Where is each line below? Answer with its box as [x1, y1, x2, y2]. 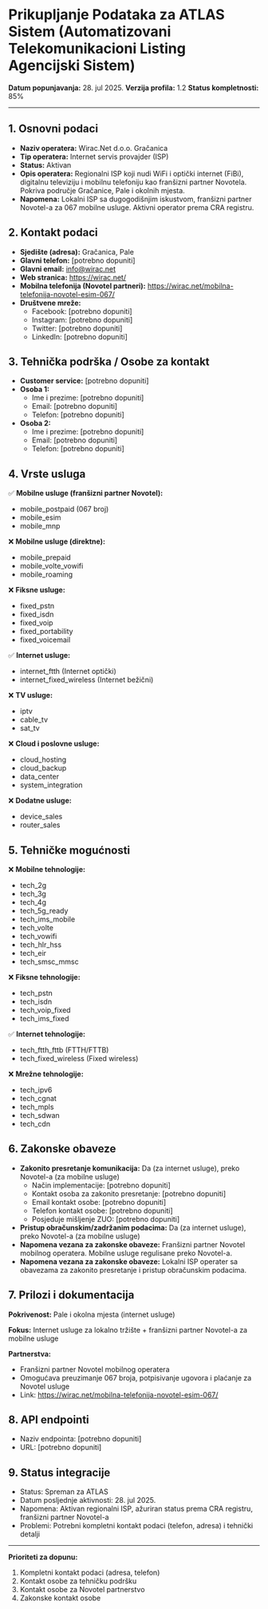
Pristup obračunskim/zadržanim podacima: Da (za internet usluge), [19, 1223, 246, 1232]
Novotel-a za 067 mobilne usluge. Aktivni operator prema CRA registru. [19, 202, 254, 212]
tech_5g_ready [19, 906, 69, 915]
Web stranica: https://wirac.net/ [19, 272, 126, 282]
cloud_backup [19, 763, 67, 773]
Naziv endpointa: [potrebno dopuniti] [19, 1434, 142, 1444]
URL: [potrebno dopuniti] [19, 1443, 102, 1452]
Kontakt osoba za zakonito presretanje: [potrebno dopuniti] [31, 1188, 227, 1199]
